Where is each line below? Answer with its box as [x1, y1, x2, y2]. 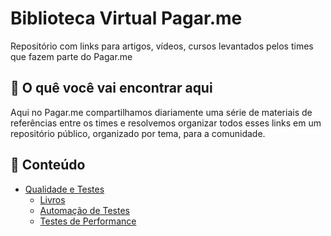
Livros [39, 193, 66, 206]
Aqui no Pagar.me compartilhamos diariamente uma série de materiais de [10, 106, 313, 118]
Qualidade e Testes [24, 183, 105, 195]
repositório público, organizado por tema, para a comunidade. [10, 127, 266, 139]
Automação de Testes [39, 204, 130, 216]
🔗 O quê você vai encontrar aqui [10, 80, 213, 97]
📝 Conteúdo [10, 157, 86, 174]
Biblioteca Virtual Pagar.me [10, 7, 243, 30]
